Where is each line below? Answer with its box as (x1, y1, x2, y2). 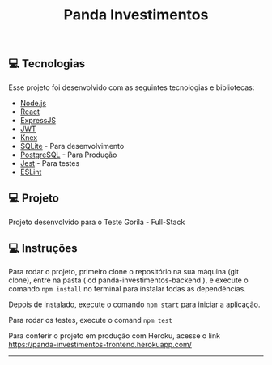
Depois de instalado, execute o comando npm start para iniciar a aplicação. (8, 299, 261, 309)
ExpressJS (19, 115, 57, 125)
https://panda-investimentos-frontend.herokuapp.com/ (8, 340, 193, 350)
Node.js (19, 98, 47, 108)
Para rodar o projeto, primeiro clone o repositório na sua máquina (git (8, 267, 240, 277)
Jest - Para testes (19, 158, 80, 168)
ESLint (19, 167, 42, 176)
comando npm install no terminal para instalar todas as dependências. (8, 284, 247, 294)
